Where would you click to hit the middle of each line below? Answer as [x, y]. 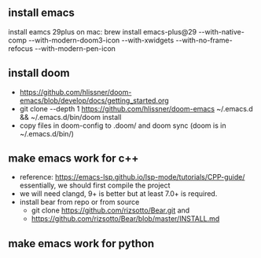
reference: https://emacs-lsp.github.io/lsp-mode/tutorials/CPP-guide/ [132, 177]
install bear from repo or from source [79, 202]
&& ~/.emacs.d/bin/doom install [70, 117]
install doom [39, 73]
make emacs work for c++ [74, 159]
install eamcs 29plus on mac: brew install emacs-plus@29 [103, 31]
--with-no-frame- [204, 40]
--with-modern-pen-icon [75, 48]
